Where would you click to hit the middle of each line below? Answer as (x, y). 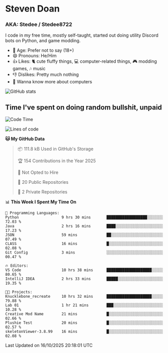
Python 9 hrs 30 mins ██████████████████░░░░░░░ (84, 217)
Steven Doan (32, 9)
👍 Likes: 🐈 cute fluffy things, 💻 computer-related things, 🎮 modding (85, 61)
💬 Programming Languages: (32, 213)
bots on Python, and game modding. (43, 41)
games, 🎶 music (29, 69)
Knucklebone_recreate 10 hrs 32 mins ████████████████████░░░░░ (84, 297)
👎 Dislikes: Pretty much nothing (46, 75)
